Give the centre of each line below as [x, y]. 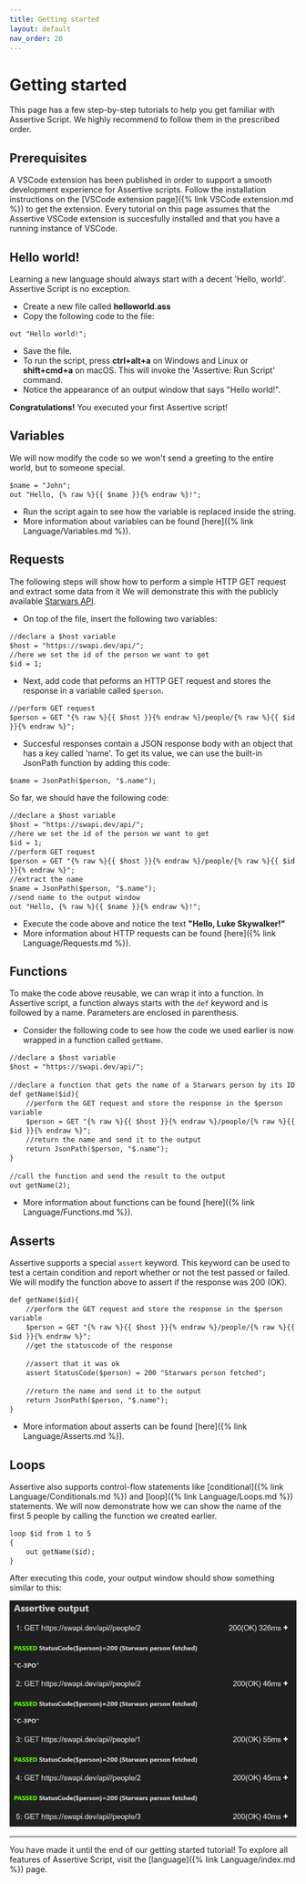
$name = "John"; [40, 485]
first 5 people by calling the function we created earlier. [113, 1516]
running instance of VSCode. [64, 229]
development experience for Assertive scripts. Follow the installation [138, 190]
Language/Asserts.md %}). [73, 1436]
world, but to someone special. [67, 467]
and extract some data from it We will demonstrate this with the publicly [144, 591]
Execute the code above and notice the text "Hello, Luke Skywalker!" [154, 923]
